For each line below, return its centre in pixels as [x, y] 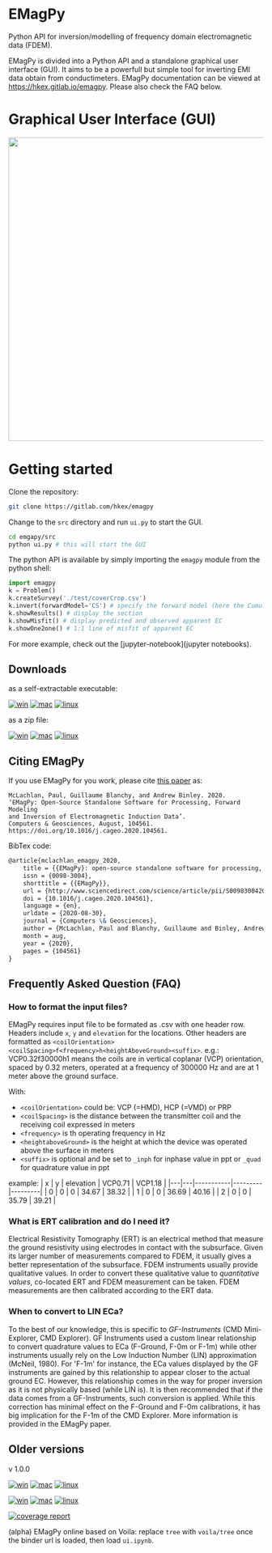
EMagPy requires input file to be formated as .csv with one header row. [127, 1025]
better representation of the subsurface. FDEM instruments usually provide [134, 1265]
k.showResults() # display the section [76, 613]
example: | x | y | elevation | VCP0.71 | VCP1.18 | [87, 1183]
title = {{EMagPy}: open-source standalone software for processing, [143, 868]
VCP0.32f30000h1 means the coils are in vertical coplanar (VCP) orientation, [136, 1059]
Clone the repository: [44, 491]
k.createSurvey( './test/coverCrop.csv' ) [78, 598]
